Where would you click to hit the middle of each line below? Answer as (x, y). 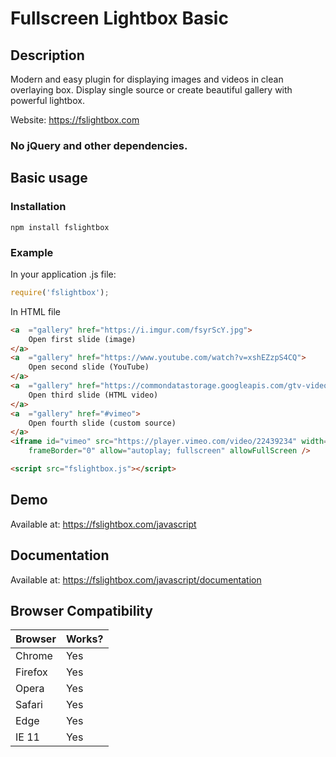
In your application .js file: (63, 274)
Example (32, 252)
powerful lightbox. (47, 100)
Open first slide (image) (82, 339)
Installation (38, 207)
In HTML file (36, 311)
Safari (29, 705)
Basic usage (49, 178)
